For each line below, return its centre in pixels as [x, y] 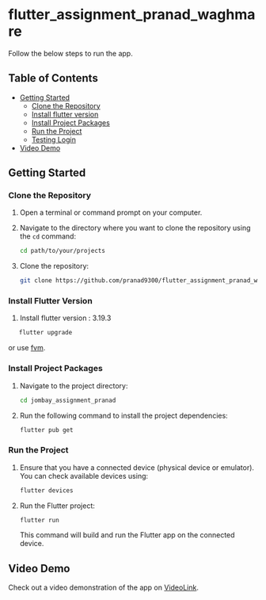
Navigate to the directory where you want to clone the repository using [135, 228]
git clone [36, 281]
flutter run [39, 520]
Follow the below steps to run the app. [70, 53]
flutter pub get [46, 430]
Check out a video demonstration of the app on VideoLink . [104, 587]
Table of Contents [53, 78]
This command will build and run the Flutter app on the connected [127, 535]
